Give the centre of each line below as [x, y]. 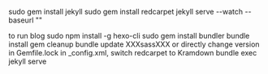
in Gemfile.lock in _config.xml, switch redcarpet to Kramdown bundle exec [133, 53]
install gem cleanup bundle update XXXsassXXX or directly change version [134, 44]
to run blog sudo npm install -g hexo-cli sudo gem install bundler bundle [129, 36]
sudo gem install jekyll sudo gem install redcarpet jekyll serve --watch [126, 12]
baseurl [21, 20]
